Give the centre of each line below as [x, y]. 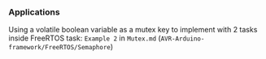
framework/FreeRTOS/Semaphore [60, 48]
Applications [34, 12]
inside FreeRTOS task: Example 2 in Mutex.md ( [85, 38]
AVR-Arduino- [183, 39]
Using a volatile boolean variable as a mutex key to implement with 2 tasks [133, 30]
